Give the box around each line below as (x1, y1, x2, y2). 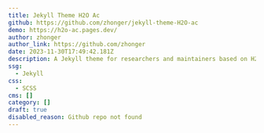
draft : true (8, 106, 47, 114)
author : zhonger (8, 33, 61, 41)
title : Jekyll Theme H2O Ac (8, 11, 101, 20)
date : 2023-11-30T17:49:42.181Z (8, 48, 114, 56)
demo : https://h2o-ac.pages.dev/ (8, 26, 118, 34)
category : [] (8, 99, 51, 106)
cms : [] (8, 92, 34, 99)
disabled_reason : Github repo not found (8, 113, 143, 121)
